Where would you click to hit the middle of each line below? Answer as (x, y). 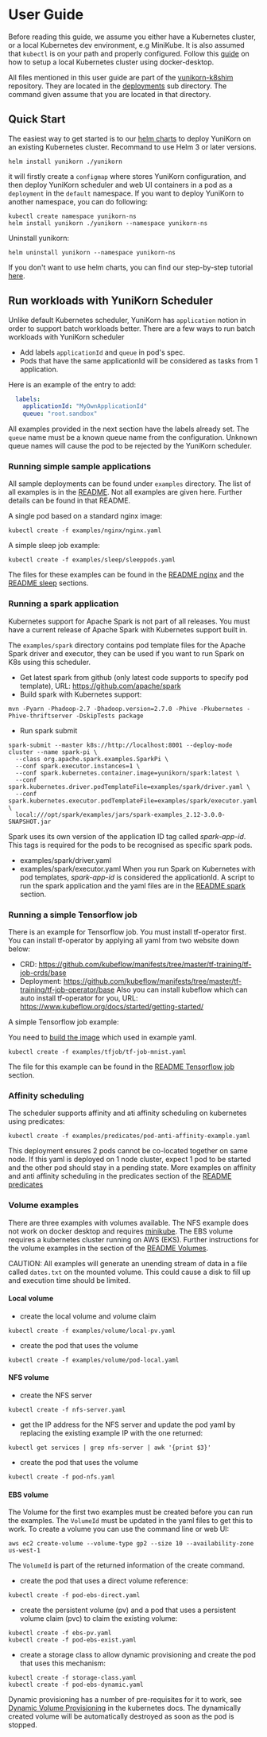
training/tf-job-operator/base (67, 990)
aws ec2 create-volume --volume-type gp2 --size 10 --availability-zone (131, 1544)
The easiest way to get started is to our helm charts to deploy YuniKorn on (130, 138)
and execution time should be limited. (70, 1280)
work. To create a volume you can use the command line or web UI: (119, 1529)
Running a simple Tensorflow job (73, 915)
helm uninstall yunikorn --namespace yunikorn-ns (92, 252)
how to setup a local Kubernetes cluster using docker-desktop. (111, 62)
